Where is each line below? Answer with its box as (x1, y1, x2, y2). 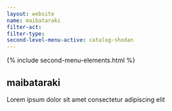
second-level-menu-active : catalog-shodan (6, 37, 134, 44)
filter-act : (6, 23, 42, 30)
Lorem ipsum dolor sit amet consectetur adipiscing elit (6, 95, 166, 103)
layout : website (6, 10, 55, 18)
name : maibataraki (6, 17, 61, 24)
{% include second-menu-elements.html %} (6, 56, 136, 64)
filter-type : (6, 30, 45, 37)
